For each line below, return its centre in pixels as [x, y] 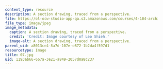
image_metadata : [21, 28]
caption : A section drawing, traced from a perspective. [68, 32]
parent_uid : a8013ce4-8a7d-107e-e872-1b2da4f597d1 [57, 46]
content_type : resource [29, 9]
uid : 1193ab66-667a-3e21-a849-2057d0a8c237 [50, 59]
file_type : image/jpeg [28, 23]
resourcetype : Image [26, 50]
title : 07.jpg [19, 55]
